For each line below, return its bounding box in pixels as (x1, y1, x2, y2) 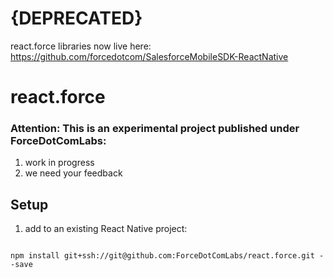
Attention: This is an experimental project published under (10, 122, 300, 136)
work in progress (24, 157, 95, 169)
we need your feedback (24, 167, 123, 179)
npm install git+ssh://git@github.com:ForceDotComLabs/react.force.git (10, 251, 315, 261)
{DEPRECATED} (10, 7, 143, 30)
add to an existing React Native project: (24, 223, 188, 235)
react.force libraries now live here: (10, 40, 152, 52)
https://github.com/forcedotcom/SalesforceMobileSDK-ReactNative (10, 50, 289, 62)
